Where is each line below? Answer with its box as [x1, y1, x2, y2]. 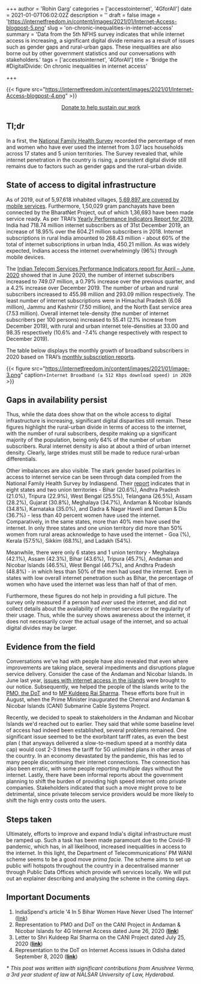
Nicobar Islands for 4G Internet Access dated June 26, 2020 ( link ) [14, 927, 179, 934]
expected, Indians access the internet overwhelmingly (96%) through [6, 247, 178, 254]
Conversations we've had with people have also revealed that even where [6, 657, 189, 665]
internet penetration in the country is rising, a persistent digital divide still [6, 156, 187, 163]
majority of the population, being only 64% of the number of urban [6, 436, 172, 444]
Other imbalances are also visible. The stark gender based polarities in [6, 467, 181, 474]
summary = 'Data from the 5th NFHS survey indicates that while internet [6, 31, 185, 38]
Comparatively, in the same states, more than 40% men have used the [6, 518, 180, 525]
